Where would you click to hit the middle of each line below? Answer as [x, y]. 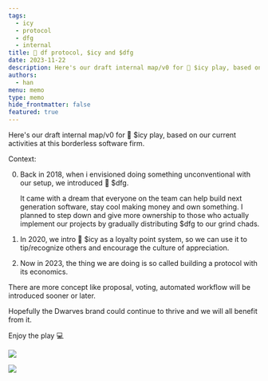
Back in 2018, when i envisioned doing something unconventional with [135, 174]
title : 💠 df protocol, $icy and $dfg [71, 53]
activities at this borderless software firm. [77, 143]
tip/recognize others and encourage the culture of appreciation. [124, 248]
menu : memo [26, 90]
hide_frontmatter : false [49, 105]
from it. [20, 319]
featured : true [33, 113]
